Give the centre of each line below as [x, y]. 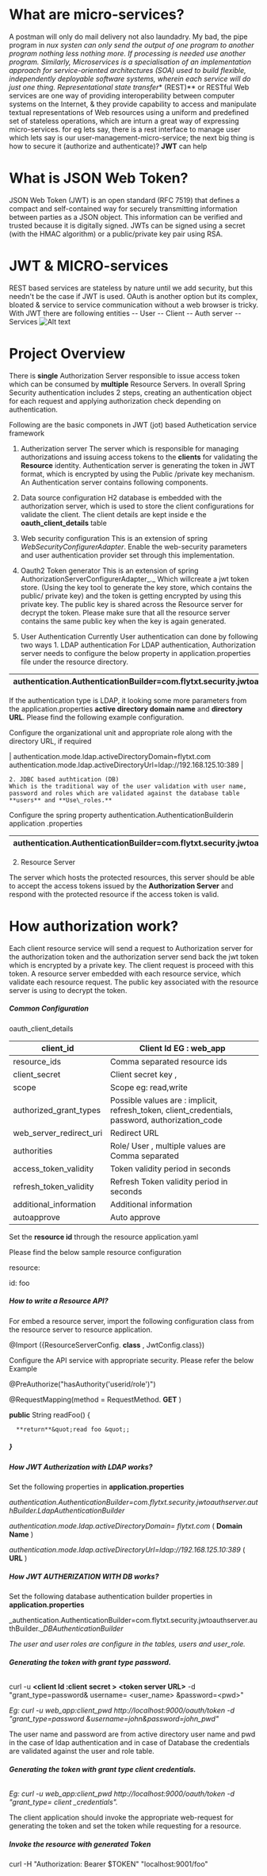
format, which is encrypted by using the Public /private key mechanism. [137, 474]
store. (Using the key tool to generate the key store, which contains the [136, 587]
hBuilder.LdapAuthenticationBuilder [67, 1510]
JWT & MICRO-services [89, 266]
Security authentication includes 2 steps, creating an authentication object [130, 392]
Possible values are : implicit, [164, 1100]
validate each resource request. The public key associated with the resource [134, 982]
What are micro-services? [97, 15]
